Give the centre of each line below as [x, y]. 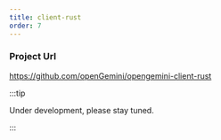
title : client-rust [45, 17]
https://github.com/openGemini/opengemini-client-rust [110, 75]
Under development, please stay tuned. [82, 110]
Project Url [33, 57]
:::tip [17, 93]
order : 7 [25, 26]
